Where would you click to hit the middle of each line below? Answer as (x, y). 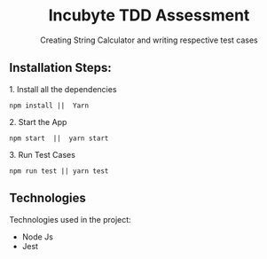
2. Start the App (38, 122)
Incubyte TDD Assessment (149, 16)
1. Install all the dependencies (63, 89)
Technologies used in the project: (70, 219)
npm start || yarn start (59, 138)
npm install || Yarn (49, 106)
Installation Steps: (61, 68)
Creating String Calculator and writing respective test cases (149, 40)
